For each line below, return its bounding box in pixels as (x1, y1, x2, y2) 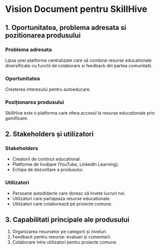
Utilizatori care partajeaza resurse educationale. (12, 196, 111, 202)
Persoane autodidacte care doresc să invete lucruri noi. (12, 190, 126, 196)
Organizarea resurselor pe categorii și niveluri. (12, 229, 108, 235)
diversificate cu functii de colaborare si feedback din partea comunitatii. (5, 62, 153, 68)
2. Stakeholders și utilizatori (5, 129, 94, 138)
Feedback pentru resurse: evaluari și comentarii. (12, 234, 112, 240)
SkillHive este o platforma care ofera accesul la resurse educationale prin (5, 110, 155, 116)
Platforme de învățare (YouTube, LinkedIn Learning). (12, 161, 119, 167)
